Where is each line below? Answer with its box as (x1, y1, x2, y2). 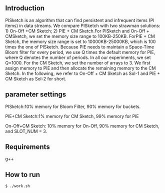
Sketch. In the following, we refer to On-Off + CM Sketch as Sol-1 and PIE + (5, 70, 160, 76)
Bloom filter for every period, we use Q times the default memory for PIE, (5, 49, 155, 55)
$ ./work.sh (5, 183, 30, 189)
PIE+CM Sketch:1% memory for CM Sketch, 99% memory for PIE (5, 113, 139, 119)
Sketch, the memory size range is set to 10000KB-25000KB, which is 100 (5, 38, 156, 44)
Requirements (5, 142, 50, 151)
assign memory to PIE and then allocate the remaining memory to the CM (5, 65, 156, 71)
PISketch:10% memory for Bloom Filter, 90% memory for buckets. (5, 103, 141, 109)
